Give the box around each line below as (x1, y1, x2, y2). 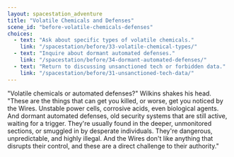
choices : (7, 30, 33, 37)
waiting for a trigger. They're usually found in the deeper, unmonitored (7, 119, 212, 127)
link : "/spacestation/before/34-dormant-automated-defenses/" (20, 57, 207, 64)
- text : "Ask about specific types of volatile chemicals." (13, 37, 194, 44)
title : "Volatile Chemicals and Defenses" (7, 17, 134, 24)
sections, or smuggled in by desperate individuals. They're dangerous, (7, 127, 213, 135)
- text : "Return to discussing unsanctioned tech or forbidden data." (13, 63, 226, 70)
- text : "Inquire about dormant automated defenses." (13, 50, 175, 57)
